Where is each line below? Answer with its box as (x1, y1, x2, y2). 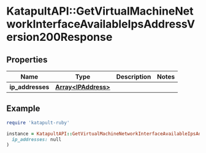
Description (116, 73, 151, 80)
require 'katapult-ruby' (6, 119, 70, 126)
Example (6, 104, 40, 114)
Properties (6, 54, 48, 65)
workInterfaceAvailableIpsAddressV (6, 17, 195, 31)
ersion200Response (6, 30, 113, 44)
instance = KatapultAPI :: (6, 130, 72, 137)
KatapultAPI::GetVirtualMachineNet (6, 4, 194, 18)
